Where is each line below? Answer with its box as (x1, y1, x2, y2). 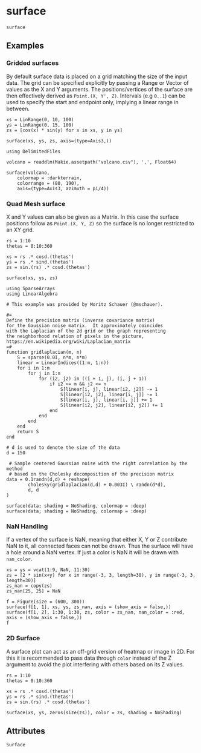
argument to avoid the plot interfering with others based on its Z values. (6, 660, 185, 668)
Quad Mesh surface (6, 199, 66, 208)
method (6, 465, 23, 472)
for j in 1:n (28, 370, 61, 376)
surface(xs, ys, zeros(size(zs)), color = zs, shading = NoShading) (6, 709, 182, 715)
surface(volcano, (6, 170, 50, 176)
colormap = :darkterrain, (17, 174, 83, 181)
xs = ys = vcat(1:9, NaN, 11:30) (6, 567, 91, 573)
